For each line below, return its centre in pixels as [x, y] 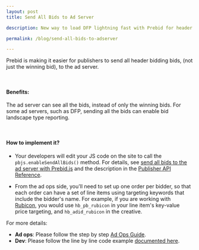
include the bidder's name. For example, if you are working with [93, 198]
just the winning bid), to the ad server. [53, 67]
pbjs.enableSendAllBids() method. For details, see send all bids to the [101, 162]
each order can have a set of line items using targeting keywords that [99, 193]
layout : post [22, 12]
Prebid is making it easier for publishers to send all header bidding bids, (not [99, 60]
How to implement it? [33, 143]
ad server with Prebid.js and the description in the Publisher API [93, 168]
